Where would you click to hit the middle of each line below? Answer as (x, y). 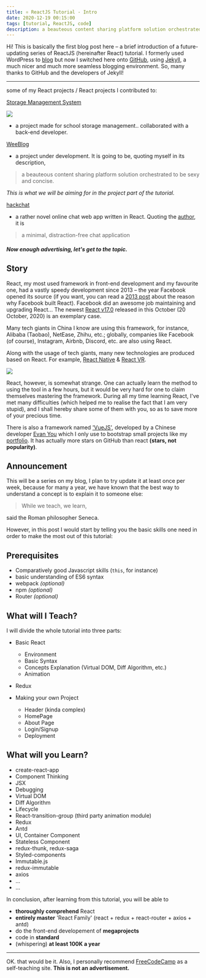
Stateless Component (43, 842)
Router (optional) (36, 597)
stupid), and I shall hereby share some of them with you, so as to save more (102, 409)
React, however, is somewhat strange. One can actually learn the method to (102, 383)
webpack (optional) (40, 584)
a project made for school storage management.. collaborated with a (102, 126)
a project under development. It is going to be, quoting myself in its (100, 156)
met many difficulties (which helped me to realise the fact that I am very (97, 402)
